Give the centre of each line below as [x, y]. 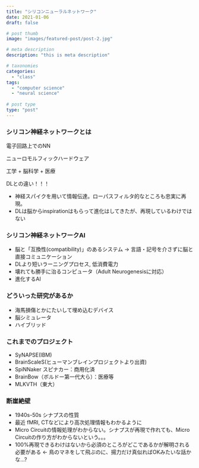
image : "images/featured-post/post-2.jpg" [59, 39]
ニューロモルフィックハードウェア [48, 158]
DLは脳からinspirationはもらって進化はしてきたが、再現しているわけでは [103, 211]
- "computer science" [38, 88]
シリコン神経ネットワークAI [46, 235]
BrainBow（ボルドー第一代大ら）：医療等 [64, 377]
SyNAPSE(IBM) [33, 355]
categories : [21, 71]
